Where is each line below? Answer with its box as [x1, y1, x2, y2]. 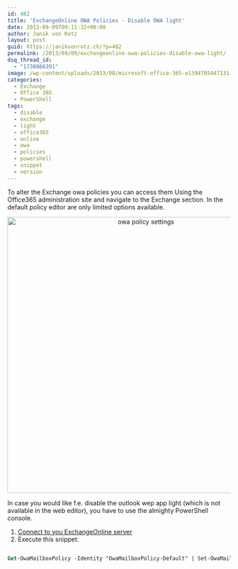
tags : [7, 103, 23, 110]
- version [13, 168, 42, 176]
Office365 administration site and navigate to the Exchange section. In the [7, 195, 223, 204]
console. [7, 514, 33, 522]
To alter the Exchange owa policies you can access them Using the [7, 188, 203, 196]
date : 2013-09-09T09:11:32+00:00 [7, 23, 106, 30]
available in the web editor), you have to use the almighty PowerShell [7, 506, 209, 515]
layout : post [7, 37, 46, 44]
